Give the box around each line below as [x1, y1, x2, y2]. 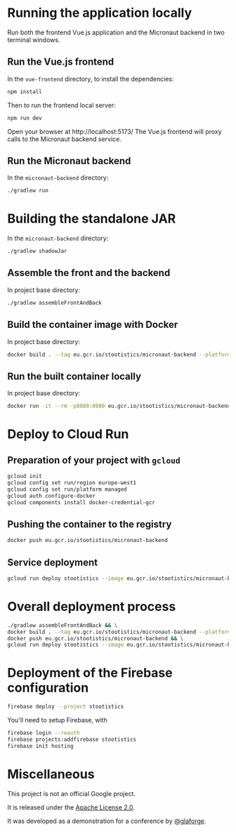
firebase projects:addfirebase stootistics [7, 736, 137, 743]
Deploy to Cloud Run [7, 426, 129, 442]
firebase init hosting [7, 742, 74, 749]
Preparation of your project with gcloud [7, 454, 181, 466]
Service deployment [7, 556, 98, 568]
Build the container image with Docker [7, 319, 178, 331]
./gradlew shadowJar [7, 248, 68, 255]
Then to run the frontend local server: [7, 100, 116, 110]
